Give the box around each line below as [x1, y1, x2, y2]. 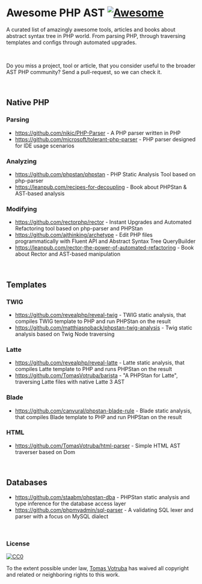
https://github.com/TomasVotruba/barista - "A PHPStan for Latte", [14, 372, 179, 379]
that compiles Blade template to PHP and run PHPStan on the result [14, 413, 182, 420]
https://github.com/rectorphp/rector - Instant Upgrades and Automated [14, 218, 192, 226]
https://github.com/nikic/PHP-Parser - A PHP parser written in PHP [14, 129, 181, 137]
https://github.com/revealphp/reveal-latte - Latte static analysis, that [14, 359, 185, 366]
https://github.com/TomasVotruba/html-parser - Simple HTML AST [14, 442, 181, 449]
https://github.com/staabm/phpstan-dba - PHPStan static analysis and [14, 493, 190, 500]
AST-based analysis [14, 189, 65, 197]
